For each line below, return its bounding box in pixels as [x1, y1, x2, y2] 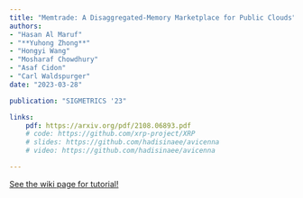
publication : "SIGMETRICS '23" [9, 96, 127, 105]
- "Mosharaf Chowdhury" [9, 55, 99, 64]
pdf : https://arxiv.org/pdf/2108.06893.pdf [25, 121, 192, 130]
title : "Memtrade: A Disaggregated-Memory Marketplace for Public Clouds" [9, 13, 297, 22]
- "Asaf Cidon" [9, 64, 67, 73]
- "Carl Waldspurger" [9, 72, 91, 81]
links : [9, 112, 34, 121]
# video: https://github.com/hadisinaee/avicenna [25, 146, 216, 156]
